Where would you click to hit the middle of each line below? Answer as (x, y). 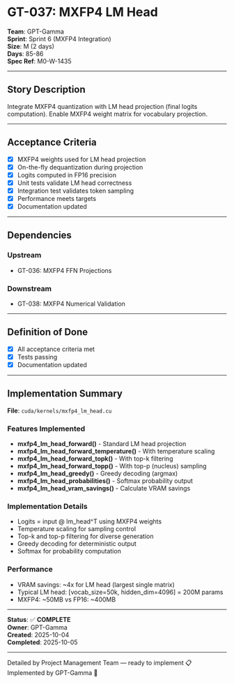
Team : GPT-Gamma (36, 31)
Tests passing (37, 357)
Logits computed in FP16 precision (67, 174)
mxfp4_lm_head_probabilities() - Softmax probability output (105, 481)
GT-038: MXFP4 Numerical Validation (71, 304)
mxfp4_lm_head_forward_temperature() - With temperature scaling (116, 452)
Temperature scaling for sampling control (77, 529)
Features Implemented (46, 429)
